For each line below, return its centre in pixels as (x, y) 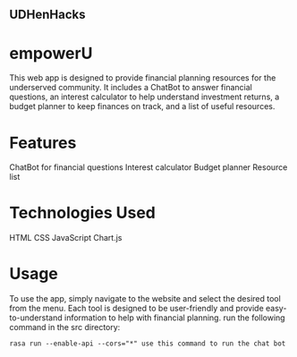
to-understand (36, 318)
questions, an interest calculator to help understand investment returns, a (144, 97)
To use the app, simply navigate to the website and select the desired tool (145, 299)
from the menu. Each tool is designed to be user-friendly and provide (136, 309)
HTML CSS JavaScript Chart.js (66, 238)
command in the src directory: (65, 327)
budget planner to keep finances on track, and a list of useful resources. (142, 106)
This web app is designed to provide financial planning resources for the (143, 78)
